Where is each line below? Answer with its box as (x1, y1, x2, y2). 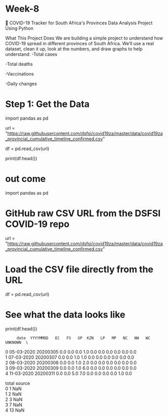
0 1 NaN (5, 386, 22, 392)
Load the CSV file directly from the (5, 263, 153, 275)
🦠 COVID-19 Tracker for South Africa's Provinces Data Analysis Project (5, 20, 153, 26)
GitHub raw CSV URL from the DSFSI (5, 208, 161, 219)
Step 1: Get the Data (5, 98, 90, 110)
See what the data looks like (5, 309, 125, 320)
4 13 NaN (5, 407, 25, 413)
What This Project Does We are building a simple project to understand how (5, 35, 163, 41)
